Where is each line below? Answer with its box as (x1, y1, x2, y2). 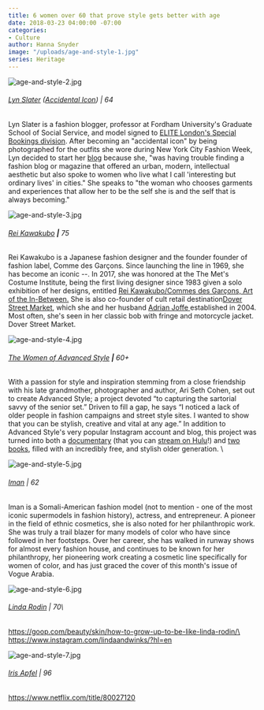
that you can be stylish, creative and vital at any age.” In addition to (8, 419, 226, 429)
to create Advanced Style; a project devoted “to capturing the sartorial (8, 394, 236, 403)
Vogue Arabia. (8, 569, 54, 578)
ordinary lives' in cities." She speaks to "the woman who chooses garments (8, 178, 253, 188)
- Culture (8, 33, 41, 42)
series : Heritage (8, 56, 65, 64)
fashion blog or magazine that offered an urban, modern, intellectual (8, 162, 230, 171)
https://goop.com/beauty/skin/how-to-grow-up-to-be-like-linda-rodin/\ (8, 626, 240, 636)
